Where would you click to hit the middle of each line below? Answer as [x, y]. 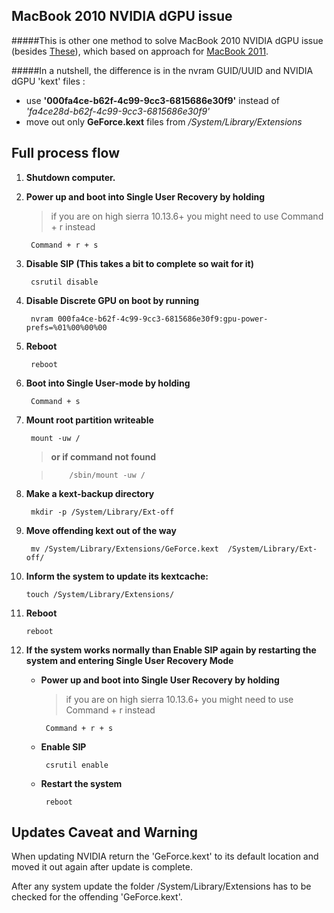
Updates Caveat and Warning [104, 832]
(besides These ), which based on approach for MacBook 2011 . [140, 51]
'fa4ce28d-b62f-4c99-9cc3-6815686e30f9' [118, 111]
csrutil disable [64, 282]
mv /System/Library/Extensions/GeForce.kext [124, 549]
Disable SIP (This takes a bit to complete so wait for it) [139, 263]
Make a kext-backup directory [90, 493]
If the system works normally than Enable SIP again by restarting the [171, 650]
